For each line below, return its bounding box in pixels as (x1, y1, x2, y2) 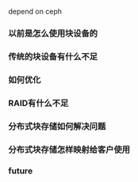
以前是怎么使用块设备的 (8, 28, 98, 39)
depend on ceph (8, 7, 62, 16)
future (8, 165, 33, 176)
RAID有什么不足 (8, 97, 69, 108)
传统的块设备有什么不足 (8, 51, 98, 62)
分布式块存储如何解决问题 (8, 120, 106, 131)
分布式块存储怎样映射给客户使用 (8, 144, 131, 155)
